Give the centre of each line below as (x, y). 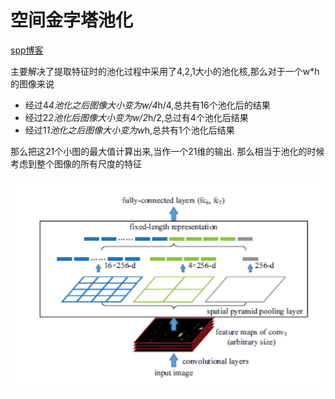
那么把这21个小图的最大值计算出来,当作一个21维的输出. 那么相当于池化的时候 (167, 151)
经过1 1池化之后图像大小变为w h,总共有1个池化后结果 (129, 130)
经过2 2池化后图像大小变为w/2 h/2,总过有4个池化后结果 (136, 117)
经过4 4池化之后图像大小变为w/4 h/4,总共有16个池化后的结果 (147, 105)
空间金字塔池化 (72, 20)
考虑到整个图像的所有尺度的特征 (76, 163)
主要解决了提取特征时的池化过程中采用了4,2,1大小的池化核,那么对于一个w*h (165, 71)
